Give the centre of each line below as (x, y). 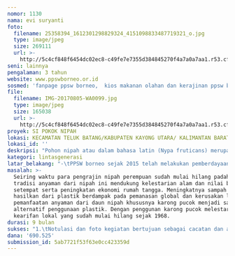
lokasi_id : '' (28, 144)
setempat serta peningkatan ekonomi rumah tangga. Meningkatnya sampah (120, 190)
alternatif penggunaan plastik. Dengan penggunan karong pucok (107, 210)
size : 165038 (33, 112)
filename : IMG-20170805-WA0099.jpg (65, 99)
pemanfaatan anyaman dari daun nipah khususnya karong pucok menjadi (117, 203)
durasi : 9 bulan (31, 222)
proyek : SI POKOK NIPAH (42, 131)
